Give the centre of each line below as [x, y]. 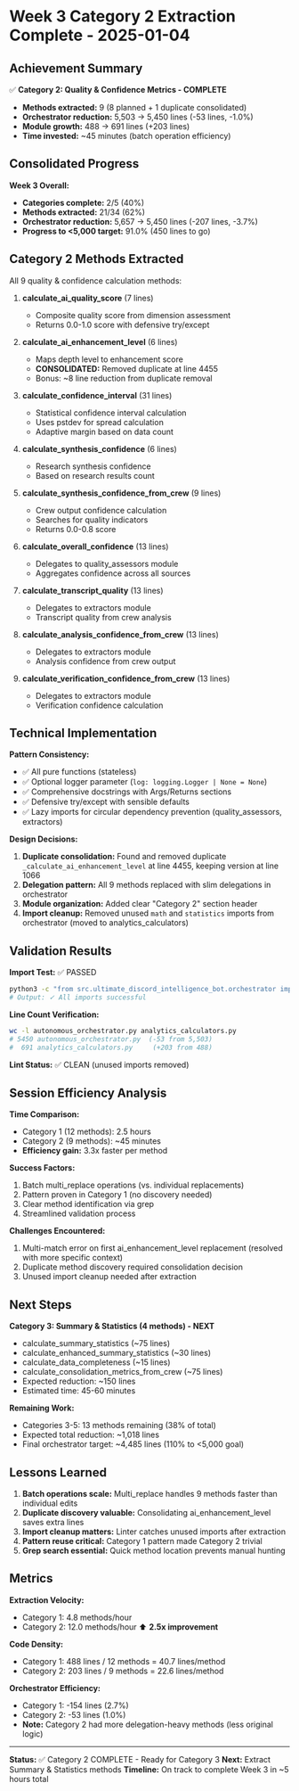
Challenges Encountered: [57, 1231]
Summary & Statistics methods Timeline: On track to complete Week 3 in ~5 [149, 1769]
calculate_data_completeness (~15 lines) [96, 1362]
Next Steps [40, 1305]
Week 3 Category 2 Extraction [122, 16]
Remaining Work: [42, 1408]
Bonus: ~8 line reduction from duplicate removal [124, 378]
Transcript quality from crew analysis [103, 617]
